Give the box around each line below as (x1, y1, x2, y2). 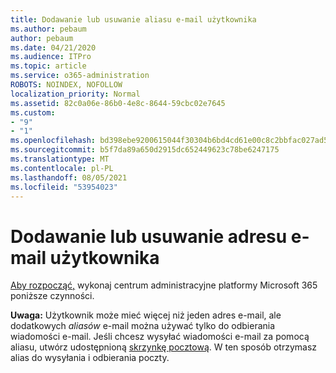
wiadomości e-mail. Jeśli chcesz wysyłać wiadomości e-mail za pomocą (10, 331, 310, 343)
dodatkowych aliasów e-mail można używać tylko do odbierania (10, 320, 276, 332)
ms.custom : (10, 107, 56, 118)
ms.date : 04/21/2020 (10, 42, 97, 53)
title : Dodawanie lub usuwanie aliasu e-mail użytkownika (10, 14, 257, 25)
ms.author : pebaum (10, 24, 87, 34)
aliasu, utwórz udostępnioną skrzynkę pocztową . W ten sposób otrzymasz (10, 341, 318, 353)
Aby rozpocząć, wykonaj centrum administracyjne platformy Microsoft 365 (10, 279, 318, 291)
